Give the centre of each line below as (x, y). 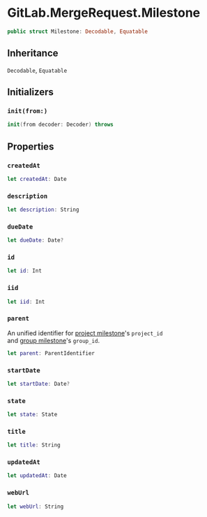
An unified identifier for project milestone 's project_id (85, 333)
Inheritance (33, 53)
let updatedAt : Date (37, 476)
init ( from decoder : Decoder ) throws (60, 125)
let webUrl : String (36, 507)
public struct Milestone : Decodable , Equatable (78, 31)
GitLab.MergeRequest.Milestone (104, 13)
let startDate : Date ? (39, 384)
